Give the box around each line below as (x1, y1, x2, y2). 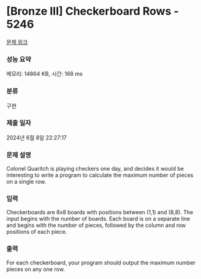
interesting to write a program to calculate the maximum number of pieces (6, 171, 194, 179)
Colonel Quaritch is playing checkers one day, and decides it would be (6, 165, 184, 173)
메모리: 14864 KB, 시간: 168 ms (6, 70, 83, 78)
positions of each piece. (6, 228, 67, 236)
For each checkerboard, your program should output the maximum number (6, 259, 196, 266)
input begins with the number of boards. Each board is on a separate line (6, 215, 191, 223)
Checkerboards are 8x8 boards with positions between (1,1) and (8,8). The (6, 209, 194, 216)
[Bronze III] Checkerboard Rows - (6, 4, 179, 18)
